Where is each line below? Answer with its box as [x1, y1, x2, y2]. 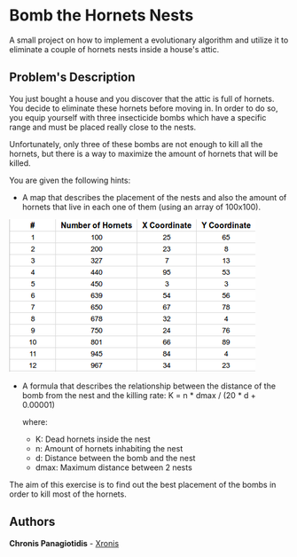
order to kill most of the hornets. [9, 489, 127, 499]
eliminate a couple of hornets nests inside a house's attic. [9, 43, 220, 54]
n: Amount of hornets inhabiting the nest [35, 443, 184, 453]
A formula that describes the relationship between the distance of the [21, 380, 277, 391]
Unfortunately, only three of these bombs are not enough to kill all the [9, 138, 263, 149]
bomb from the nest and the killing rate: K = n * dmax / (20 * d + [21, 389, 257, 400]
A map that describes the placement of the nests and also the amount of [21, 192, 287, 202]
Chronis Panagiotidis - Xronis [9, 537, 120, 548]
